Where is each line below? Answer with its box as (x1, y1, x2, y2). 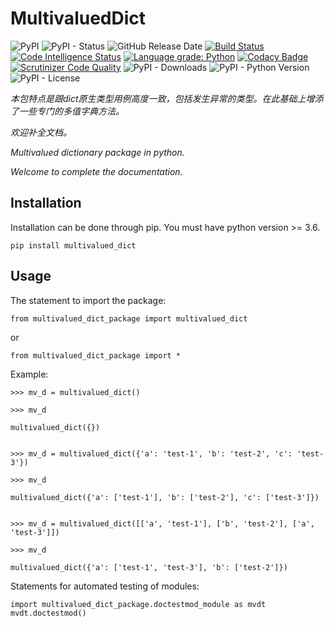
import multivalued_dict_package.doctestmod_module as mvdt (10, 599, 267, 609)
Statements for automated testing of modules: (10, 580, 200, 592)
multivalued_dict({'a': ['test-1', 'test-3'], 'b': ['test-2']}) (10, 562, 288, 572)
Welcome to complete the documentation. (10, 165, 183, 177)
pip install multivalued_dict (10, 240, 137, 251)
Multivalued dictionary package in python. (10, 146, 185, 158)
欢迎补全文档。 (10, 126, 72, 138)
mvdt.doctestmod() (10, 608, 87, 618)
